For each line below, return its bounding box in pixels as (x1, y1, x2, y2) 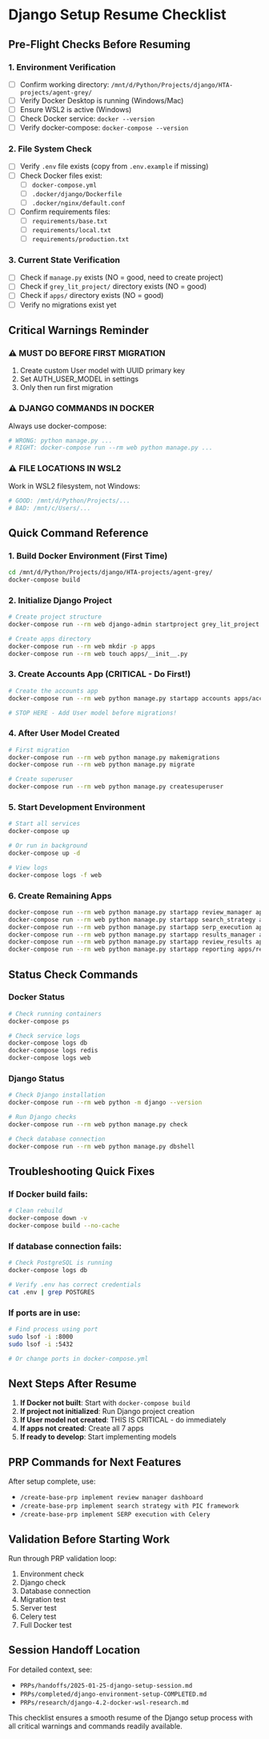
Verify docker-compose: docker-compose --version (19, 123, 189, 133)
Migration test (19, 1595, 66, 1604)
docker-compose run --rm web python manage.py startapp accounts (8, 694, 231, 702)
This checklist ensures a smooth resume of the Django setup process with (8, 1713, 254, 1722)
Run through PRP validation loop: (8, 1554, 117, 1563)
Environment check (19, 1569, 84, 1579)
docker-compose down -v (8, 1214, 88, 1222)
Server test (19, 1604, 57, 1612)
